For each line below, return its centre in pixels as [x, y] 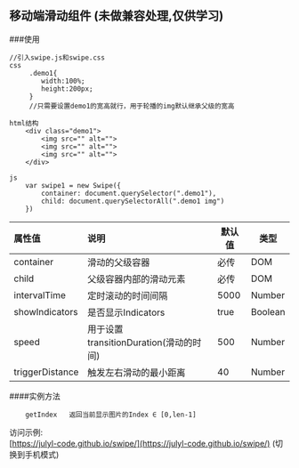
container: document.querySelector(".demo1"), [129, 193]
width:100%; [64, 81]
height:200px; [67, 89]
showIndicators [46, 311]
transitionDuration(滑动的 [140, 343]
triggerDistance [46, 372]
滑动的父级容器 [119, 262]
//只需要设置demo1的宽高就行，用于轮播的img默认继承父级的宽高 [132, 106]
